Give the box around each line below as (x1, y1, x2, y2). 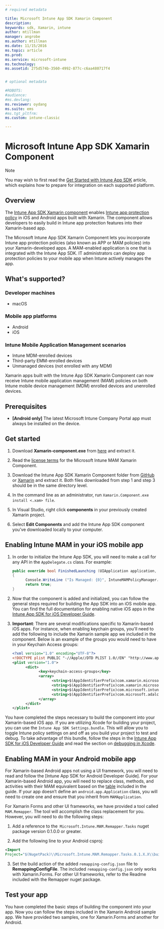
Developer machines (5, 290, 55, 297)
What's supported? (5, 275, 65, 283)
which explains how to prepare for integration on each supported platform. (5, 182, 155, 188)
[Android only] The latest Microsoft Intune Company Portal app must (12, 415, 151, 421)
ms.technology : (5, 62, 36, 67)
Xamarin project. (12, 512, 45, 518)
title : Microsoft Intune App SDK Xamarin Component (5, 16, 112, 21)
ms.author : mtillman (5, 39, 47, 44)
